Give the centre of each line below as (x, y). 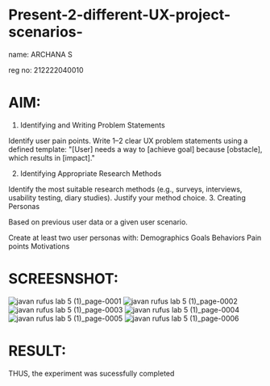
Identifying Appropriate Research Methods (91, 173)
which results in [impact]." (52, 157)
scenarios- (46, 32)
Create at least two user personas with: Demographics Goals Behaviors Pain (135, 237)
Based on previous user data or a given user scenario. (98, 222)
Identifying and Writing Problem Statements (92, 125)
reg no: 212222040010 (46, 69)
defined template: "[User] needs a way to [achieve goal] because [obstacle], (135, 149)
